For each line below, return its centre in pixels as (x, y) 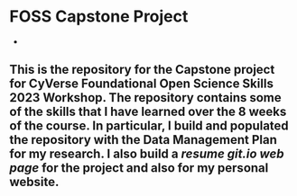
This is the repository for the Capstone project (142, 70)
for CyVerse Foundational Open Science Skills (141, 84)
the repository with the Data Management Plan (143, 140)
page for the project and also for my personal (139, 168)
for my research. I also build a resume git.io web (147, 154)
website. (34, 182)
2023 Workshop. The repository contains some (145, 98)
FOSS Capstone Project (99, 17)
